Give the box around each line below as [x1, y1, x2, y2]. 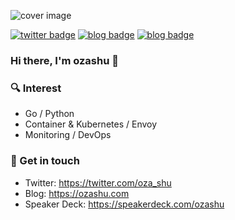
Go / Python [24, 108, 75, 120]
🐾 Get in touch [10, 154, 80, 168]
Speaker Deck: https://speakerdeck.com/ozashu [24, 198, 225, 210]
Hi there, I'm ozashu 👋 [10, 53, 119, 67]
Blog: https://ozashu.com [24, 187, 130, 199]
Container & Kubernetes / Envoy [24, 118, 158, 130]
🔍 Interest [10, 81, 62, 95]
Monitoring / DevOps [24, 129, 112, 141]
